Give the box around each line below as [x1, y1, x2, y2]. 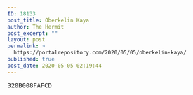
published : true [7, 56, 55, 63]
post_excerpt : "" [7, 29, 58, 37]
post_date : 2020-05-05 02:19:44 [7, 62, 102, 69]
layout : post [7, 36, 46, 43]
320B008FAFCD [7, 81, 53, 89]
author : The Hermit [7, 23, 65, 30]
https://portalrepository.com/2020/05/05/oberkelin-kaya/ [13, 50, 187, 57]
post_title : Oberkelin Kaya [7, 17, 90, 24]
